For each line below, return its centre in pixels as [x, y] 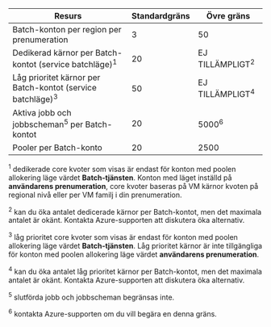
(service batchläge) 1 [78, 64]
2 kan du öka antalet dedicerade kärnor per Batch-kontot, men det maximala [135, 211]
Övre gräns [228, 16]
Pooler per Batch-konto [57, 147]
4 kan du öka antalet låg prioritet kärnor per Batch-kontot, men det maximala [135, 270]
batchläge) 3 [35, 99]
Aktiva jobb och [42, 112]
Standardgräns [161, 16]
